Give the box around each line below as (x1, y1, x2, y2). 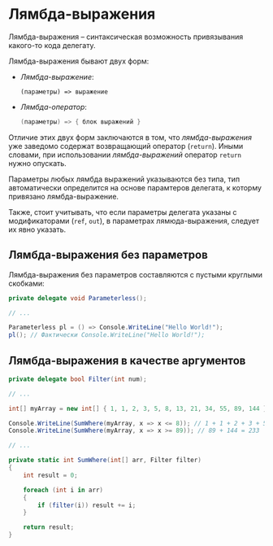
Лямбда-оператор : (19, 102, 88, 111)
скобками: (8, 278, 45, 288)
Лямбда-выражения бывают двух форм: (8, 56, 149, 66)
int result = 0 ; (23, 471, 79, 479)
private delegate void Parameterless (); (8, 294, 148, 302)
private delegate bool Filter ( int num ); (8, 375, 148, 383)
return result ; (23, 523, 75, 531)
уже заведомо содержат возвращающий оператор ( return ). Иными (8, 141, 244, 151)
